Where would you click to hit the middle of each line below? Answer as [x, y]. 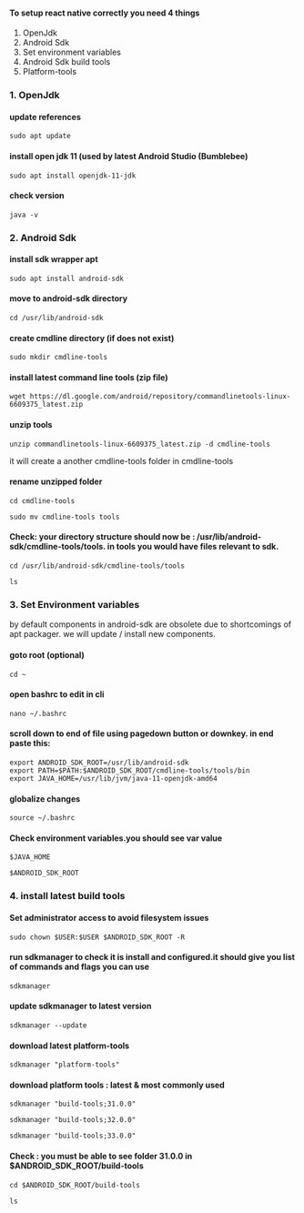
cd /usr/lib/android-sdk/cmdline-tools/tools [97, 566]
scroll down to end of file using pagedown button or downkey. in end [142, 733]
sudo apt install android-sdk [67, 278]
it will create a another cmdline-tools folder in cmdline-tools [122, 460]
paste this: [30, 743]
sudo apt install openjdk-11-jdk [73, 176]
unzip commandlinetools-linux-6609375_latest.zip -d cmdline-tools [140, 444]
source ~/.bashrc [42, 818]
